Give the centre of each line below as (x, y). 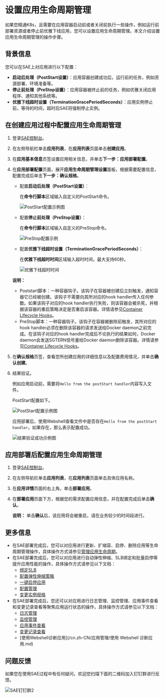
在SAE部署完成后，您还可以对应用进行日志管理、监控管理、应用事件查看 (85, 601)
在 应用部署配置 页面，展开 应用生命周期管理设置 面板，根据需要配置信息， (85, 169)
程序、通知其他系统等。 (36, 96)
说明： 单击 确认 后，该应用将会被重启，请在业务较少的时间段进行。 (80, 516)
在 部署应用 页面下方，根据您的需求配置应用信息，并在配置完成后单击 (81, 499)
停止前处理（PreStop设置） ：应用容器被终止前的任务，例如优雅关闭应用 (84, 90)
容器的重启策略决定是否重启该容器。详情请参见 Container (86, 309)
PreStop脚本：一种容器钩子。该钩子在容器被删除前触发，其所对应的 (88, 321)
